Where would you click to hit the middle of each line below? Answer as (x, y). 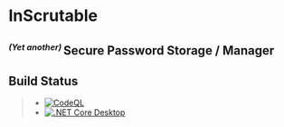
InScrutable (53, 16)
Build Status (43, 81)
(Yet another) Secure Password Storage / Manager (142, 50)
